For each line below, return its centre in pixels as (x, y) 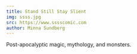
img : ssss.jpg (24, 17)
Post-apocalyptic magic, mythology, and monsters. (69, 45)
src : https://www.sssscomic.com (46, 22)
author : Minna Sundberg (36, 28)
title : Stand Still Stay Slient (46, 11)
